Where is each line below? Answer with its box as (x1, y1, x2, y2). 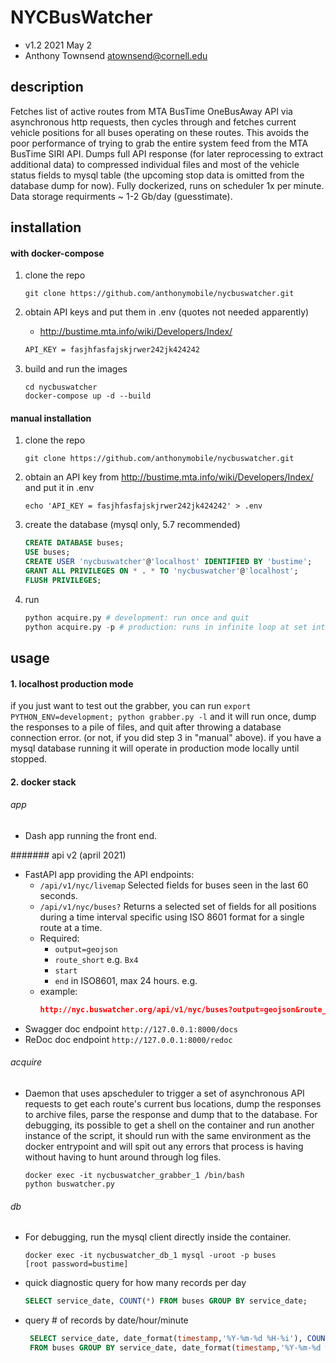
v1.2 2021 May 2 (24, 39, 93, 51)
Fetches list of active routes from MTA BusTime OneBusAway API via (10, 105, 293, 117)
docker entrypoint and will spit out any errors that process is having (24, 1141, 304, 1153)
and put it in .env (24, 482, 95, 494)
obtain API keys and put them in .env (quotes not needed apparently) (24, 306, 310, 318)
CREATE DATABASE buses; (24, 538, 125, 548)
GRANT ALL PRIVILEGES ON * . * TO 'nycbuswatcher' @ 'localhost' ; (24, 566, 299, 576)
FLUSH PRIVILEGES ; (24, 575, 102, 585)
